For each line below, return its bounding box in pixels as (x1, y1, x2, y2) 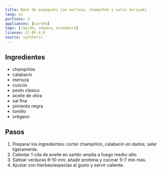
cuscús (12, 82, 28, 88)
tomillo (12, 108, 26, 114)
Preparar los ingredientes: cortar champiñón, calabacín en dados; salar (12, 141, 157, 147)
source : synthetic (5, 35, 43, 40)
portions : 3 (5, 16, 30, 21)
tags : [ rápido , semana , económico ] (5, 26, 79, 31)
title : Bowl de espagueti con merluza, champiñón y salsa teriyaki (5, 7, 147, 12)
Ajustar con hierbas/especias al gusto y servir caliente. (12, 162, 124, 168)
